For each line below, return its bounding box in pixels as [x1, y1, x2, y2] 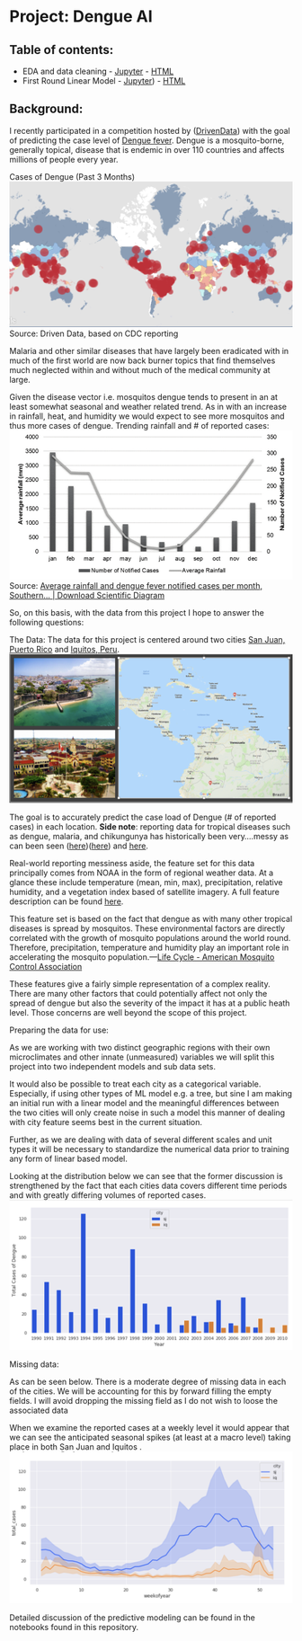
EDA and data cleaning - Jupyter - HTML [22, 66, 174, 76]
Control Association [9, 962, 83, 972]
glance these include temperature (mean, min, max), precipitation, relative [9, 877, 283, 888]
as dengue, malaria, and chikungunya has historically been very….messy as [9, 831, 289, 842]
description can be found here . [9, 896, 124, 907]
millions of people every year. [9, 154, 119, 164]
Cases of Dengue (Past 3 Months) [9, 171, 136, 182]
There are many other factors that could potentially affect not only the [9, 989, 268, 999]
